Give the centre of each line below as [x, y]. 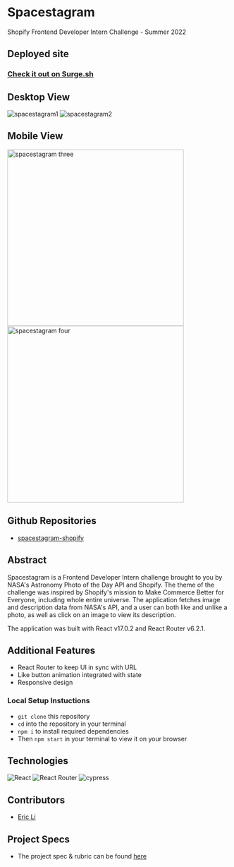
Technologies [38, 761]
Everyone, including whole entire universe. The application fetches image [114, 599]
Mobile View [35, 136]
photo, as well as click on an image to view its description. [92, 614]
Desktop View [39, 97]
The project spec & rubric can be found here [82, 856]
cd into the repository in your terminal [72, 724]
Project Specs [39, 839]
